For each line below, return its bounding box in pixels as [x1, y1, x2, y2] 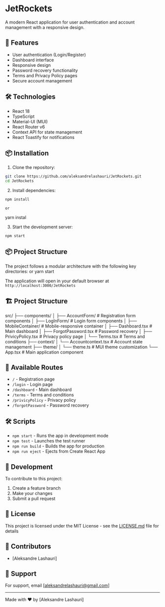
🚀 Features [5, 39, 39, 47]
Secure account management [12, 78, 72, 83]
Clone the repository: [12, 165, 55, 170]
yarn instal [5, 215, 27, 220]
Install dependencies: [12, 188, 56, 193]
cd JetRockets [5, 179, 34, 184]
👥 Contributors [5, 542, 52, 551]
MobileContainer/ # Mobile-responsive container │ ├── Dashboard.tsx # [5, 323, 152, 329]
